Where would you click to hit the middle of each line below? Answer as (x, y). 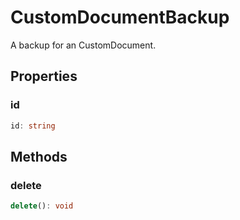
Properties (44, 76)
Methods (39, 156)
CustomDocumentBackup (120, 17)
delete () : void (42, 206)
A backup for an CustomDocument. (83, 45)
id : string (33, 126)
